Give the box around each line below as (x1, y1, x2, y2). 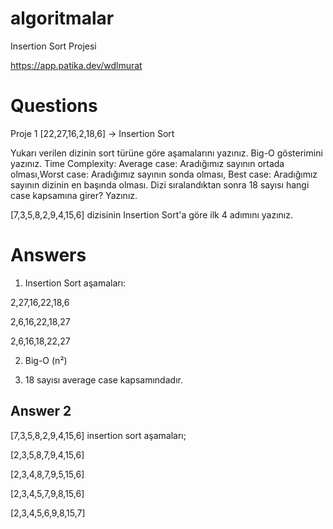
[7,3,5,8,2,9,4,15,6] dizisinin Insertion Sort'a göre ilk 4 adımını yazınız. (10, 208, 294, 221)
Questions (10, 95, 98, 117)
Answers (10, 244, 87, 267)
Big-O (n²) (24, 354, 68, 366)
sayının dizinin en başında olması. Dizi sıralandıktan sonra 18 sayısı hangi (10, 178, 310, 191)
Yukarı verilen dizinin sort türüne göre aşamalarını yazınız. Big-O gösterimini (10, 147, 323, 159)
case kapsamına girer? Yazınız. (10, 189, 138, 201)
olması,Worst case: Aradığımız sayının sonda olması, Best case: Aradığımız (10, 168, 318, 180)
